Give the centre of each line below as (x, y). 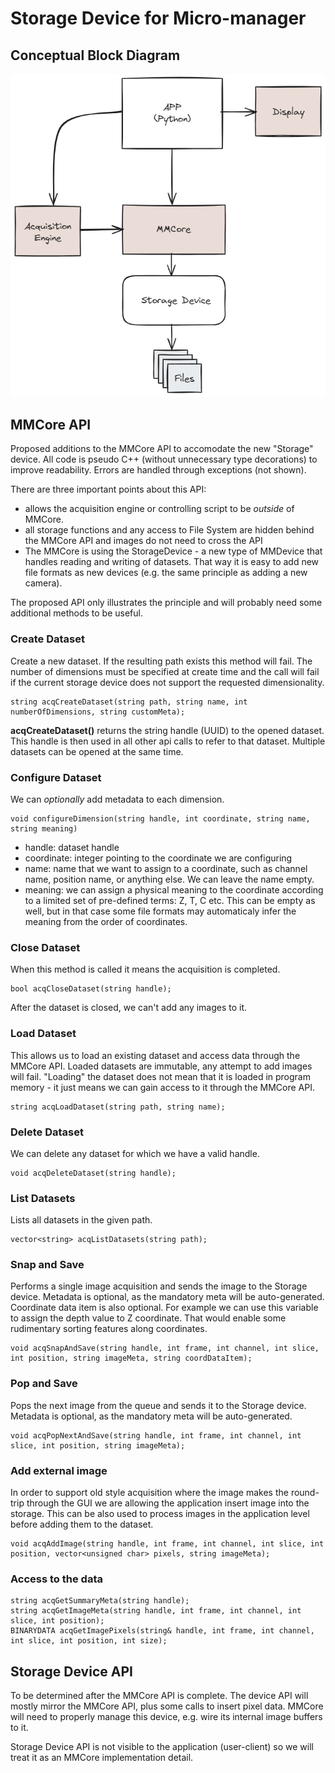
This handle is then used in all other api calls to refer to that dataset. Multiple (168, 741)
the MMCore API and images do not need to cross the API (143, 541)
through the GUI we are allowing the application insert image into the (168, 1503)
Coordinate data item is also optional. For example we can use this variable (164, 1308)
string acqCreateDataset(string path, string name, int (129, 702)
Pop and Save (44, 1384)
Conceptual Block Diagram (95, 55)
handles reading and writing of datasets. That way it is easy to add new (172, 562)
